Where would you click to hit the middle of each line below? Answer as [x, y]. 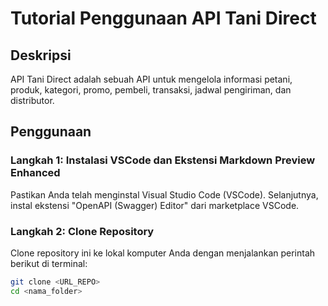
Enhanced [35, 173]
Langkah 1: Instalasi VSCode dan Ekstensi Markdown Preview [163, 160]
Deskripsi [41, 55]
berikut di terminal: [49, 263]
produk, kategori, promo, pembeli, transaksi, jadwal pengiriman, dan [151, 90]
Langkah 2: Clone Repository [82, 231]
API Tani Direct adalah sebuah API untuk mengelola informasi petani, [151, 79]
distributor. [32, 100]
